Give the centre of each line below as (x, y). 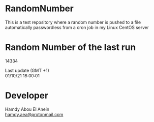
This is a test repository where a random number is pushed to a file (73, 22)
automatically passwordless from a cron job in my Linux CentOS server (77, 27)
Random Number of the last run (71, 47)
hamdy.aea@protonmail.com (34, 114)
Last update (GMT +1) (27, 70)
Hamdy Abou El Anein (27, 109)
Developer (27, 96)
